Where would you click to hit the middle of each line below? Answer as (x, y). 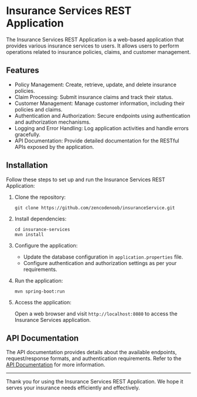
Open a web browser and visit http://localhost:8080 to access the (96, 313)
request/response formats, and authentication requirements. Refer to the (94, 358)
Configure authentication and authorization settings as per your (100, 263)
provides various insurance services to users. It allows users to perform (93, 46)
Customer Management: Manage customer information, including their (100, 103)
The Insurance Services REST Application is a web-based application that (95, 39)
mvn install (29, 235)
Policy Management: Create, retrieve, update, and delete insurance (96, 84)
